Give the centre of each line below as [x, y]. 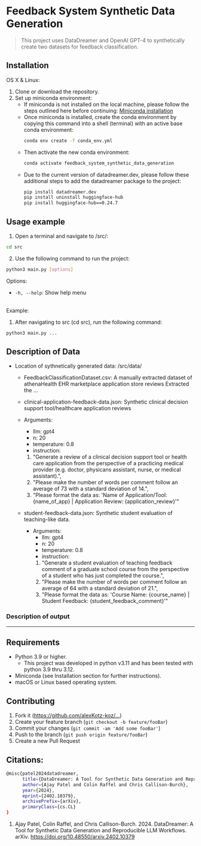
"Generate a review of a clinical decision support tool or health [110, 457]
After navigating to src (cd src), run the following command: [89, 322]
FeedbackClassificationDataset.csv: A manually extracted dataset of [108, 378]
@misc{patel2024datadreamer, [42, 774]
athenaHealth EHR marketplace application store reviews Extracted [106, 384]
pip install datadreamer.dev [60, 192]
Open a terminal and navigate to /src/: [62, 236]
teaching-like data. [47, 520]
